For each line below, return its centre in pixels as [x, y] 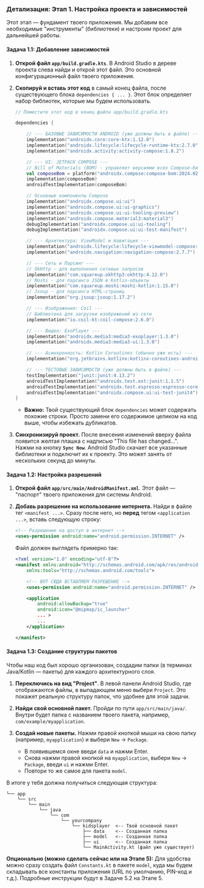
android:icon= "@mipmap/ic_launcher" [84, 610]
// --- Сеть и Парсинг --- [61, 263]
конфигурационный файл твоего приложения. [75, 76]
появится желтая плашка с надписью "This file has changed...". [97, 441]
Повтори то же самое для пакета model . [76, 771]
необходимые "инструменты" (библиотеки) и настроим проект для [94, 29]
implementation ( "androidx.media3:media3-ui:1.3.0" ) [93, 342]
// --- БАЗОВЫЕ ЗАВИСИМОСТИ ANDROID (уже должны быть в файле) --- [114, 134]
